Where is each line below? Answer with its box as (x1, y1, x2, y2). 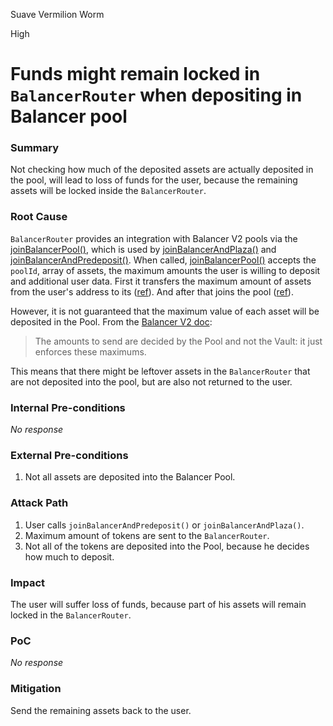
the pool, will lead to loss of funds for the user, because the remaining (10, 174, 298, 186)
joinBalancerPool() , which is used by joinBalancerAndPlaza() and (10, 243, 277, 255)
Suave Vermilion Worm (10, 9, 105, 20)
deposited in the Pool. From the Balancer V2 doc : (10, 315, 213, 328)
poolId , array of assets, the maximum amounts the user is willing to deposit (10, 264, 321, 276)
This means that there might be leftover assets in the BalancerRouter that (10, 365, 311, 377)
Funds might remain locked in (10, 63, 261, 86)
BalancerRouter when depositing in (10, 84, 303, 107)
